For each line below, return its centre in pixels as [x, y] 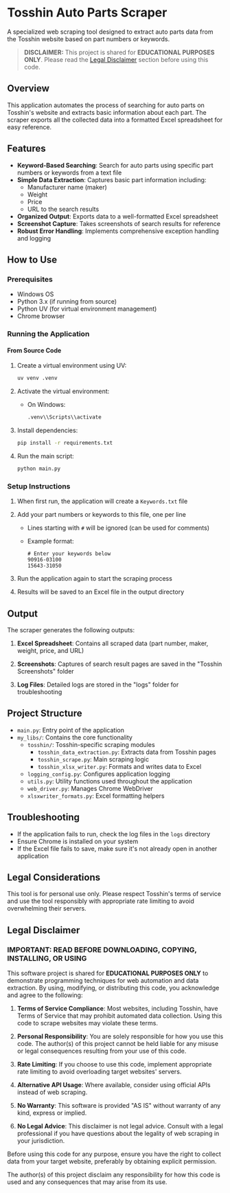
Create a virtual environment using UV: [72, 366]
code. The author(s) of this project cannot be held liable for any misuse [117, 1044]
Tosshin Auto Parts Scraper [87, 13]
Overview [28, 88]
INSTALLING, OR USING [47, 958]
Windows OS [35, 294]
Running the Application [48, 334]
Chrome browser [41, 316]
